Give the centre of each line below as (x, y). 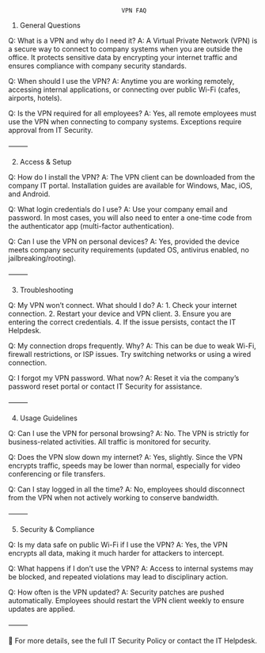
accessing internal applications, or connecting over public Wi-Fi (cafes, (125, 89)
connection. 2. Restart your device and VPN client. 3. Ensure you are (120, 313)
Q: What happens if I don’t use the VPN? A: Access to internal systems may (131, 568)
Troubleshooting (46, 290)
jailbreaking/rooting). (42, 258)
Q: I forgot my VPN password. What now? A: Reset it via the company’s (124, 378)
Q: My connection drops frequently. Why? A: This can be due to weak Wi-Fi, (132, 346)
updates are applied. (42, 609)
